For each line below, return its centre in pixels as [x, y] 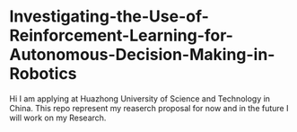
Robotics [44, 74]
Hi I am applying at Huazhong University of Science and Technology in [140, 98]
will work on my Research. [58, 118]
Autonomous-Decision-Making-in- [142, 55]
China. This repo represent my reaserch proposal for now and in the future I [149, 108]
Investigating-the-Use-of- [109, 17]
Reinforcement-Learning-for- [121, 35]
